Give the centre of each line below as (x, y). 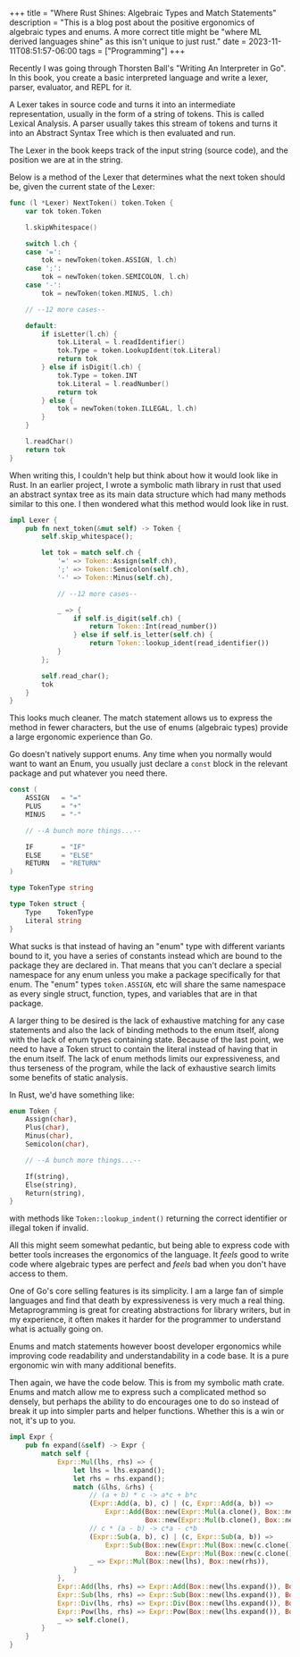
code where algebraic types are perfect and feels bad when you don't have (148, 1265)
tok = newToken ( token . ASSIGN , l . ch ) (109, 260)
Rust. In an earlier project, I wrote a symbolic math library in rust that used (145, 484)
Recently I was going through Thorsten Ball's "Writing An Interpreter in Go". (148, 68)
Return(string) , (56, 1193)
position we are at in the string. (66, 160)
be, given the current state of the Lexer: (82, 186)
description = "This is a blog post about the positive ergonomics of (132, 22)
